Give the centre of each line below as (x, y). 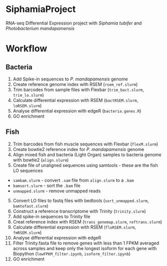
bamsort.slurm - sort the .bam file (46, 185)
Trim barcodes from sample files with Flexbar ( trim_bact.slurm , (78, 89)
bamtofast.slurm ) (31, 205)
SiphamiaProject (41, 9)
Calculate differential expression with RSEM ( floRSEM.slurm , (74, 227)
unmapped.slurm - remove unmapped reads (57, 190)
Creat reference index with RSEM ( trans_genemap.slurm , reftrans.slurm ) (87, 221)
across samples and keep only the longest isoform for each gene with (85, 248)
